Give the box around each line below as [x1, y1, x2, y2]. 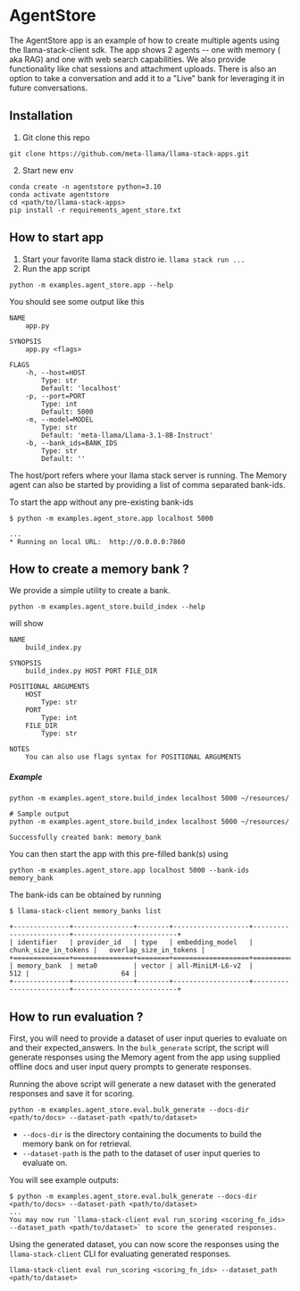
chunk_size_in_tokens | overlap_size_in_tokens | [9, 946, 205, 955]
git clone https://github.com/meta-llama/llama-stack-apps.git [9, 149, 250, 158]
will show [9, 618, 44, 629]
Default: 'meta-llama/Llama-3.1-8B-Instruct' [41, 431, 214, 440]
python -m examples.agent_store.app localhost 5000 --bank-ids [9, 866, 250, 876]
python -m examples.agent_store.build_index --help [9, 602, 205, 612]
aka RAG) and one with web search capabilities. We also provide [9, 54, 246, 64]
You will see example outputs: [9, 1175, 119, 1186]
